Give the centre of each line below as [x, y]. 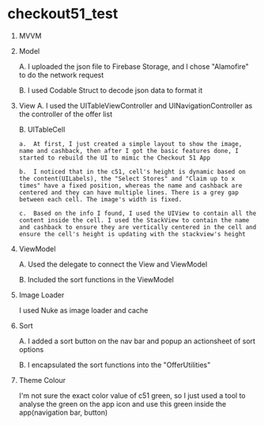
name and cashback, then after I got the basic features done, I [128, 151]
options [31, 349]
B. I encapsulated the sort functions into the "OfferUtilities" [115, 365]
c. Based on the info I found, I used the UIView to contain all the [138, 213]
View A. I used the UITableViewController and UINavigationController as [136, 105]
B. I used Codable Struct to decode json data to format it [111, 90]
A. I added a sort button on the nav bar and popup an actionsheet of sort [137, 341]
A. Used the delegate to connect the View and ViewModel [113, 264]
